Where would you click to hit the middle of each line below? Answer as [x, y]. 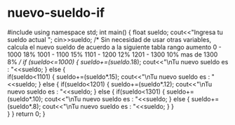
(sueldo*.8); [24, 106]
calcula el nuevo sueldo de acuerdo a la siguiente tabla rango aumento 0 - [115, 47]
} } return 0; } [26, 114]
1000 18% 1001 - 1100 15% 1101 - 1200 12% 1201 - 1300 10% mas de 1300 [113, 54]
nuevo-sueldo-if [56, 13]
